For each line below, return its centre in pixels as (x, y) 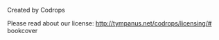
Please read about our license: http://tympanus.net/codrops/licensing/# (109, 23)
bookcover (23, 31)
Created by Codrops (36, 10)
